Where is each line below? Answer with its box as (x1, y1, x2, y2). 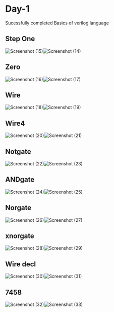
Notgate (5, 147, 31, 156)
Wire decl (5, 260, 36, 268)
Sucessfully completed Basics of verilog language (5, 20, 109, 26)
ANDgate (5, 176, 35, 184)
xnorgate (5, 232, 34, 240)
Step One (5, 34, 35, 43)
